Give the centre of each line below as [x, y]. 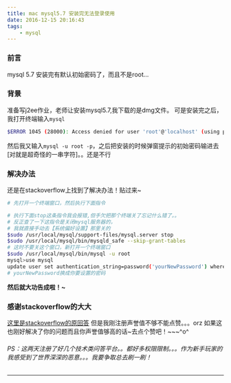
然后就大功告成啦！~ [36, 287]
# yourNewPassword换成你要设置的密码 [56, 273]
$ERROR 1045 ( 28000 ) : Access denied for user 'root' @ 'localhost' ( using [113, 131]
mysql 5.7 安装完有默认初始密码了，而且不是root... [78, 74]
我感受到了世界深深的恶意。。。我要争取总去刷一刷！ [79, 357]
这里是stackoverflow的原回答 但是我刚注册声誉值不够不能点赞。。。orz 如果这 [115, 322]
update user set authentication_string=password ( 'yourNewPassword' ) [107, 266]
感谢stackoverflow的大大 [49, 307]
